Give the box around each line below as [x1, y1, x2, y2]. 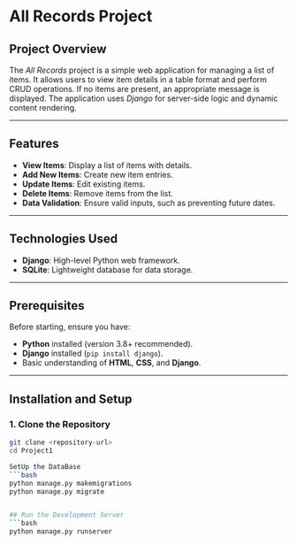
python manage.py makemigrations [9, 479, 133, 487]
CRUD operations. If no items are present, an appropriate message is [9, 84, 260, 94]
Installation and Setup [9, 391, 133, 406]
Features [9, 136, 59, 151]
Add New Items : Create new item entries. [21, 169, 174, 180]
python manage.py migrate [9, 487, 104, 496]
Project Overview [9, 42, 107, 57]
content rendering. [9, 103, 77, 112]
